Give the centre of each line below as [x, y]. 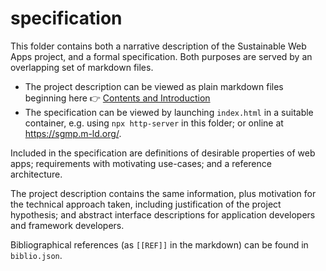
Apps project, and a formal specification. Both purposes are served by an [161, 56]
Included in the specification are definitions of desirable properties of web [163, 153]
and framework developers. [67, 225]
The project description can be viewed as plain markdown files [154, 86]
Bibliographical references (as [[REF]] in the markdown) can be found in [159, 244]
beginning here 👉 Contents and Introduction [117, 98]
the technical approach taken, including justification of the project [146, 204]
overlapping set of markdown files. [82, 67]
